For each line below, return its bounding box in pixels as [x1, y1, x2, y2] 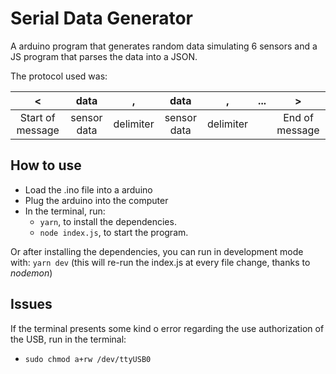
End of [283, 110, 314, 124]
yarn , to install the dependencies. [39, 215, 177, 227]
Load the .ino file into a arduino [24, 183, 153, 196]
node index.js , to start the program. [39, 226, 189, 238]
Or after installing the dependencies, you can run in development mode [10, 245, 304, 257]
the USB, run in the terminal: [10, 333, 127, 345]
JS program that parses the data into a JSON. [10, 50, 198, 62]
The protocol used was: [10, 70, 108, 82]
